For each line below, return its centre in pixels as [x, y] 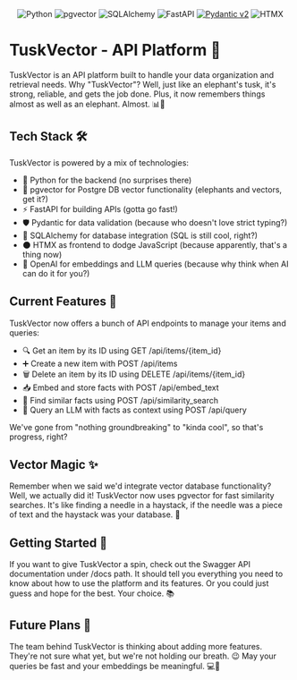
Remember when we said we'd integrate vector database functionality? [140, 486]
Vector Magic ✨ [54, 464]
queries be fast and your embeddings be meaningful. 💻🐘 [115, 666]
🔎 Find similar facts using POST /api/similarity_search [120, 400]
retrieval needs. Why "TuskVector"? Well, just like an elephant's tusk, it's [143, 84]
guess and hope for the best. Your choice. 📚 [92, 593]
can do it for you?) [56, 273]
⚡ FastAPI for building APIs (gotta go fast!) [100, 208]
